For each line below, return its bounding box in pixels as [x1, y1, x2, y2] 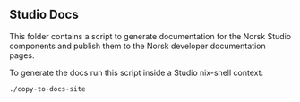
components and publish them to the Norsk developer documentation [9, 40, 266, 51]
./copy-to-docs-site [9, 84, 87, 93]
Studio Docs [9, 7, 79, 22]
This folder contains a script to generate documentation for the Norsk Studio [9, 30, 292, 41]
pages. [9, 49, 35, 61]
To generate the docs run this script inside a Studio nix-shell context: [9, 67, 264, 78]
